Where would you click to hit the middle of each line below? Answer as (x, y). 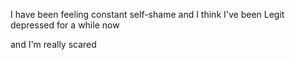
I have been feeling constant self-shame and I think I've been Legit (147, 14)
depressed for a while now (65, 25)
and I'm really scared (53, 44)
